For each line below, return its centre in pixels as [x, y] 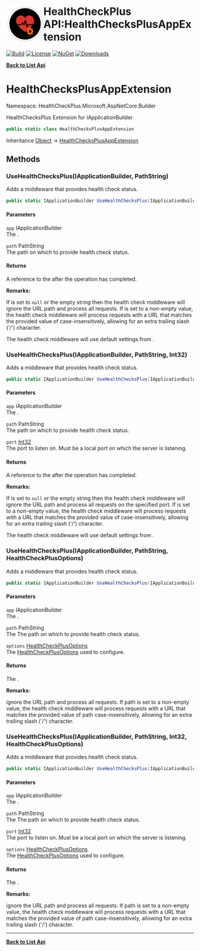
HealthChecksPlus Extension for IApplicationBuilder [69, 117]
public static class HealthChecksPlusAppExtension [70, 129]
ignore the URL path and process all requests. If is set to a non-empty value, [100, 308]
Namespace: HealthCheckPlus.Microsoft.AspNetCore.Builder [81, 106]
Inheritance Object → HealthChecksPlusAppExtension [72, 140]
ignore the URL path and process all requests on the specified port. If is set [98, 505]
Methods [23, 159]
